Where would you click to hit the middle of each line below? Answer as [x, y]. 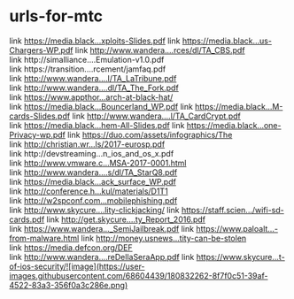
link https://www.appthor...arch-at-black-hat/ [91, 97]
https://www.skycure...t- [240, 257]
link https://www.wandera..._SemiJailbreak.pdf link [102, 228]
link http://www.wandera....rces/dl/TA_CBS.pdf [160, 50]
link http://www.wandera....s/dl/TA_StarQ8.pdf [93, 172]
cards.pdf [27, 219]
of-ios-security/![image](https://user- [77, 266]
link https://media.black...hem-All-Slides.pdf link [97, 125]
